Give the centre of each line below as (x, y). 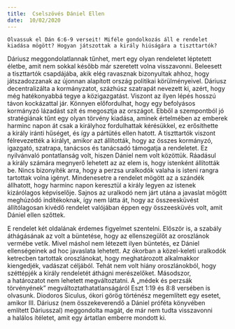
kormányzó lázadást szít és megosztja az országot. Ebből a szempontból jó (116, 111)
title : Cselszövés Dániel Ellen (56, 14)
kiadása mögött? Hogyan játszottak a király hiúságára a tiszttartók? (112, 45)
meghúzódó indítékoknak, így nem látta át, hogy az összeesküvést (103, 199)
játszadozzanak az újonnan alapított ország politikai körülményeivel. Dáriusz (117, 80)
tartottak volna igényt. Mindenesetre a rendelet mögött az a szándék (106, 177)
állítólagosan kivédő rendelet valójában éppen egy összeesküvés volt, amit (115, 207)
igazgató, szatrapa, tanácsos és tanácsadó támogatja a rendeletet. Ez (108, 148)
